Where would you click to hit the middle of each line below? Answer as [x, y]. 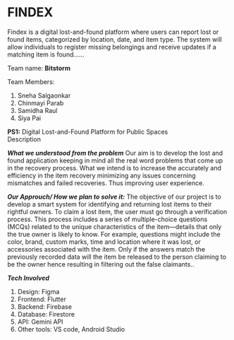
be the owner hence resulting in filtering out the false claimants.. [101, 264]
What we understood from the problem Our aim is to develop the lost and [115, 153]
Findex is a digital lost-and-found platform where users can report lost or [113, 32]
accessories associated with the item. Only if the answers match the [106, 249]
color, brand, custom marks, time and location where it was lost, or [104, 242]
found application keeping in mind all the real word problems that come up [115, 160]
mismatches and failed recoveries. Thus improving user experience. [106, 183]
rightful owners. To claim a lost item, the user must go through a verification [117, 211]
